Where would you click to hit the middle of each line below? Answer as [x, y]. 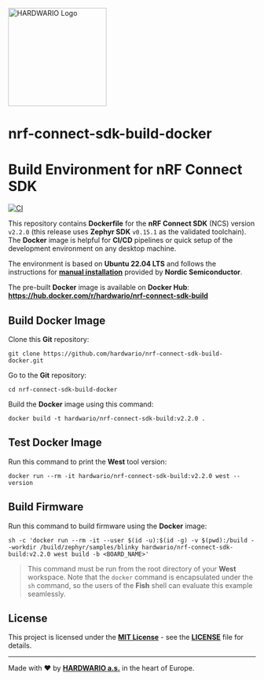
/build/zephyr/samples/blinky [89, 547]
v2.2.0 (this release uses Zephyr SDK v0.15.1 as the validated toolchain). [127, 232]
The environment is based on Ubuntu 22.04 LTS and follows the [112, 264]
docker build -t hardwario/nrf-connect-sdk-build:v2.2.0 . [107, 418]
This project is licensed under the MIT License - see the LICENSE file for [126, 638]
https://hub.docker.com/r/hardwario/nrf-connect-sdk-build [108, 296]
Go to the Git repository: [48, 375]
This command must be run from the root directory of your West [132, 568]
